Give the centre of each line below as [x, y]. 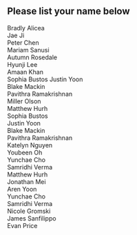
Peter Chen [23, 42]
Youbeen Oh [25, 152]
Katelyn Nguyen [30, 145]
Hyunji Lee [22, 64]
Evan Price [22, 225]
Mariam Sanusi [28, 50]
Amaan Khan [25, 72]
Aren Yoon [22, 189]
